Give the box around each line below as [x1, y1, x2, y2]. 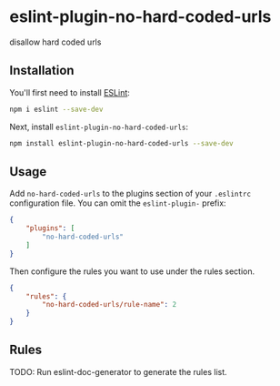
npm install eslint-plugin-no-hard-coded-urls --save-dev [9, 138, 234, 147]
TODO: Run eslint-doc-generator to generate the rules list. [9, 366, 227, 377]
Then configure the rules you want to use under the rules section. [9, 266, 255, 277]
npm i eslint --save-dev [9, 105, 104, 114]
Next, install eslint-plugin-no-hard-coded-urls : [9, 121, 189, 132]
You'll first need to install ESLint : [9, 86, 130, 97]
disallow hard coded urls [9, 36, 102, 47]
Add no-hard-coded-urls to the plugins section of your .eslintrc [9, 188, 252, 199]
